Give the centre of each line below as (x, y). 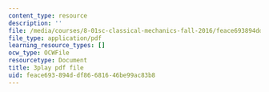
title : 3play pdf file (46, 68)
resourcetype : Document (48, 61)
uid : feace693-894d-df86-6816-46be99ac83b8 (82, 75)
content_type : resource (48, 16)
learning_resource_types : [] (57, 46)
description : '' (35, 23)
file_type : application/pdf (55, 38)
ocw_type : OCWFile (39, 53)
